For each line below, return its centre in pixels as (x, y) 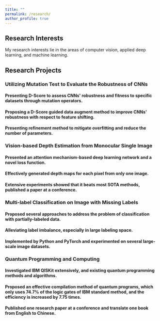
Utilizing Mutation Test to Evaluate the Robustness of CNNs (76, 84)
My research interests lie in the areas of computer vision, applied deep (76, 50)
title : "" (15, 9)
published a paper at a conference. (41, 190)
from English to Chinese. (30, 313)
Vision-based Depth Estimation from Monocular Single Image (79, 146)
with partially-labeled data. (33, 219)
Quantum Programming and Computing (52, 259)
